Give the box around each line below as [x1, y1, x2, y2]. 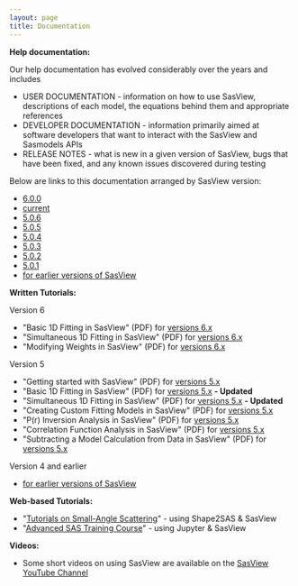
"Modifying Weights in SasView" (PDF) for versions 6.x [22, 341, 226, 352]
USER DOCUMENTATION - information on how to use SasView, [22, 91, 257, 102]
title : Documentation [9, 22, 91, 31]
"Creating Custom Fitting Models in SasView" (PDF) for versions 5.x [22, 405, 274, 416]
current [22, 202, 50, 213]
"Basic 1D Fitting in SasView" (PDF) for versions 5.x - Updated [22, 385, 254, 397]
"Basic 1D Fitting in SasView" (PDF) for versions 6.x [22, 322, 213, 333]
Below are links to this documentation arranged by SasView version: [9, 175, 262, 186]
